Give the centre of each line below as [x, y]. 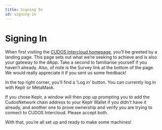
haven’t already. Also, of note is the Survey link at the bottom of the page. [80, 68]
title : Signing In [24, 10]
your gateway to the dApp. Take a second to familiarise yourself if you [76, 62]
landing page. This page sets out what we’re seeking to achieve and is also [81, 57]
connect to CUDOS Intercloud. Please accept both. [57, 113]
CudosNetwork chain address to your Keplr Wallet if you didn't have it [76, 102]
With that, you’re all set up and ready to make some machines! [68, 122]
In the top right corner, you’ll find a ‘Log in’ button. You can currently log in [81, 82]
